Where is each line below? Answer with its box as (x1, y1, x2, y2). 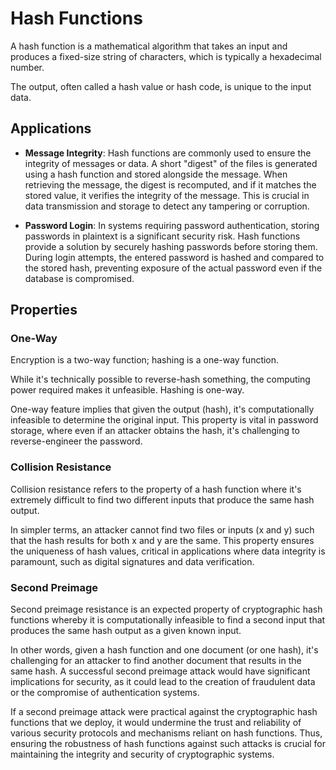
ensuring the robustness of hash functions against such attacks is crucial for (10, 738, 327, 750)
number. (10, 61, 45, 73)
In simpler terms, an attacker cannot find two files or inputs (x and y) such (10, 523, 315, 536)
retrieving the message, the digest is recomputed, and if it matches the (24, 178, 317, 191)
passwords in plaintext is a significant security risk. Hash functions (24, 230, 301, 242)
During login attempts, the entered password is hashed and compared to (24, 251, 325, 263)
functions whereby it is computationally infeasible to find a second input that (10, 614, 326, 626)
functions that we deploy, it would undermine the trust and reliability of (10, 717, 302, 729)
